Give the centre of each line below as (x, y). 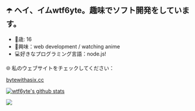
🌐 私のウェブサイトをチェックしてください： (60, 68)
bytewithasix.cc (25, 79)
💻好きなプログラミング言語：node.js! (60, 54)
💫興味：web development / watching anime (67, 46)
